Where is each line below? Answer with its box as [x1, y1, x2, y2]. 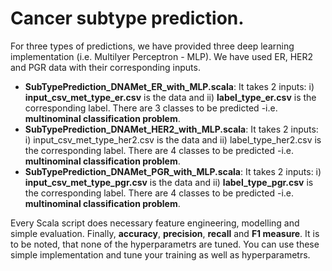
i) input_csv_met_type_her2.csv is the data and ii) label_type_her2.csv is [24, 133, 322, 146]
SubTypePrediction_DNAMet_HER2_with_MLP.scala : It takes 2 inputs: [24, 123, 319, 135]
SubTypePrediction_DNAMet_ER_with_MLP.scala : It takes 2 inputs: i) [24, 80, 315, 92]
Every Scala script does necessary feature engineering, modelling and [10, 217, 300, 229]
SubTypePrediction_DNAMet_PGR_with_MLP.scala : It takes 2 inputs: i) [24, 165, 322, 177]
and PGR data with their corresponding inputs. [10, 61, 201, 73]
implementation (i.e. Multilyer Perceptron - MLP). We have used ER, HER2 [10, 50, 314, 62]
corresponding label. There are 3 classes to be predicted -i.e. [24, 102, 278, 114]
